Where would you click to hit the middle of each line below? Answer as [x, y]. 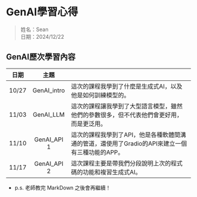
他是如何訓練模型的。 [101, 95]
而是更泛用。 [89, 124]
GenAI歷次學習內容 [41, 57]
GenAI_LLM [49, 114]
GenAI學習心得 [42, 12]
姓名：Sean [34, 29]
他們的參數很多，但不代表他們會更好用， [127, 115]
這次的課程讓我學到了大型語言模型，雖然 [127, 106]
